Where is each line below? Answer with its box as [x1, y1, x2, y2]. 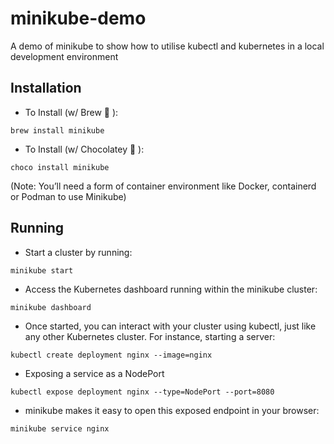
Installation [10, 80, 82, 97]
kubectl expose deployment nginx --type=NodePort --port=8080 [10, 387, 275, 397]
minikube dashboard [10, 302, 92, 312]
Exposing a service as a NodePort [24, 367, 165, 379]
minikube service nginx [10, 423, 110, 434]
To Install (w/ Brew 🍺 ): [24, 106, 119, 118]
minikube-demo [10, 7, 147, 30]
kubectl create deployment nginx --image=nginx [10, 350, 213, 360]
